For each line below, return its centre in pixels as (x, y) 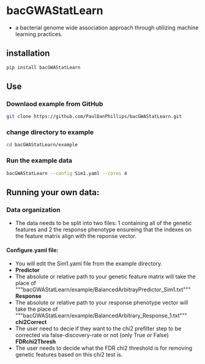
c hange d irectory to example (50, 132)
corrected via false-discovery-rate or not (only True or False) (92, 335)
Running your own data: (53, 192)
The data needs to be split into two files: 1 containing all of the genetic (103, 223)
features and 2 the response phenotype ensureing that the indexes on (103, 229)
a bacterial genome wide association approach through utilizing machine (107, 28)
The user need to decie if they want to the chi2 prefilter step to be (98, 329)
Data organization (34, 210)
